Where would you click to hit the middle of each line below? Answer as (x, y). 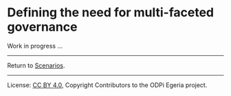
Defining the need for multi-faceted (111, 13)
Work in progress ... (35, 46)
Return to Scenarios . (36, 65)
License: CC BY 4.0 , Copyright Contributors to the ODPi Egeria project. (107, 85)
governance (42, 27)
